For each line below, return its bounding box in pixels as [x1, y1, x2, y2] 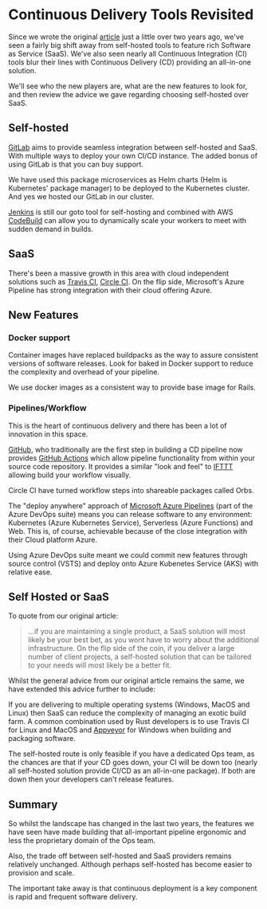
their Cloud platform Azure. [8, 535, 98, 544]
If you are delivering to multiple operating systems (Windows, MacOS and [8, 699, 250, 710]
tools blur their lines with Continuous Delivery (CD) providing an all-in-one [8, 57, 252, 67]
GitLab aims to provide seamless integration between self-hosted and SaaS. [8, 142, 257, 152]
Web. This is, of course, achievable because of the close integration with [8, 526, 248, 535]
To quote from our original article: [8, 611, 119, 621]
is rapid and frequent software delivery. [8, 892, 138, 902]
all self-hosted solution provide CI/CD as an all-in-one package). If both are [8, 766, 256, 776]
